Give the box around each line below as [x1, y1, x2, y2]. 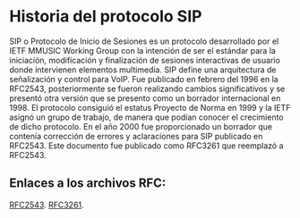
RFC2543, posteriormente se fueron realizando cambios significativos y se [9, 83, 286, 94]
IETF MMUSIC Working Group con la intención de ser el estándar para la [9, 45, 276, 55]
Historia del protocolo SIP [9, 6, 202, 27]
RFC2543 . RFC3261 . [9, 199, 84, 210]
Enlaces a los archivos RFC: [9, 176, 167, 191]
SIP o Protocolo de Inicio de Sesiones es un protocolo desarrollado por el [9, 36, 279, 46]
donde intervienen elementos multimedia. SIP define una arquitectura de [9, 64, 277, 75]
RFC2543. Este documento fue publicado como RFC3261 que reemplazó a [9, 140, 284, 151]
